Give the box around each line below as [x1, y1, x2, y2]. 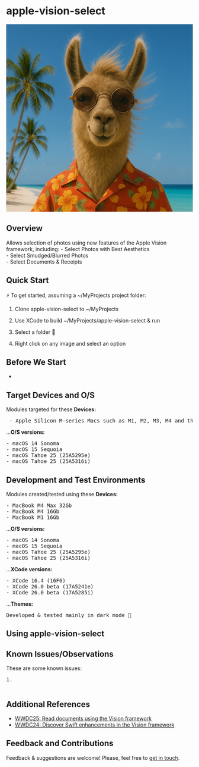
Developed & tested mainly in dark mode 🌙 [6, 612, 131, 618]
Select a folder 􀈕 [14, 328, 56, 336]
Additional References [6, 699, 91, 709]
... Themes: [6, 600, 34, 608]
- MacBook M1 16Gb [6, 514, 60, 521]
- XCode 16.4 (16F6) [6, 577, 66, 584]
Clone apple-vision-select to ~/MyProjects [14, 305, 119, 312]
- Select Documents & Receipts [6, 258, 82, 265]
